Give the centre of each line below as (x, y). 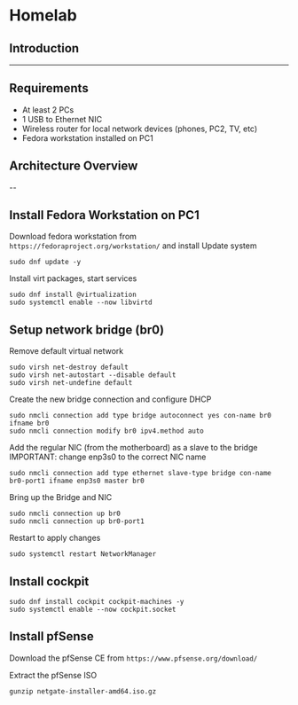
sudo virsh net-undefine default (71, 383)
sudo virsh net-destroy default (69, 368)
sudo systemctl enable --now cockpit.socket (93, 610)
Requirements (49, 88)
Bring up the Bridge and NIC (61, 497)
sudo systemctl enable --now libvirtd (81, 302)
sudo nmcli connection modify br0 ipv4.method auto (106, 431)
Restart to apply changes (55, 538)
